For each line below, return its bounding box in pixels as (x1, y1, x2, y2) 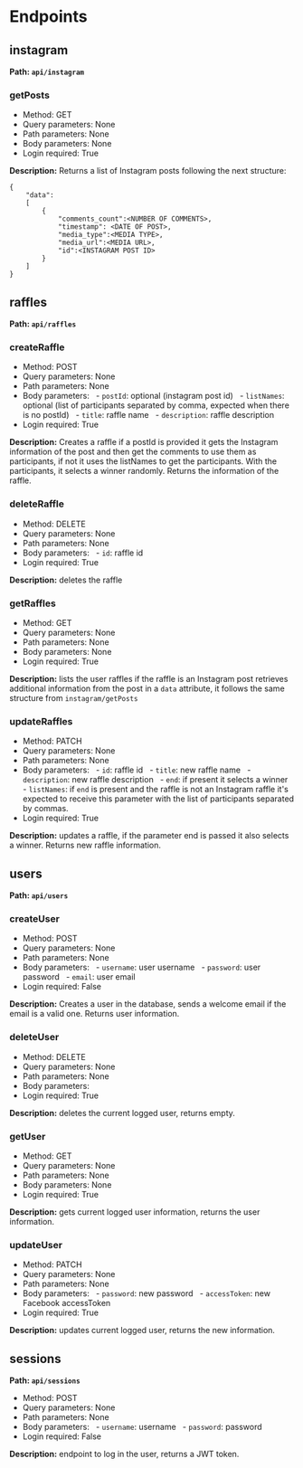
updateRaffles (9, 715, 73, 727)
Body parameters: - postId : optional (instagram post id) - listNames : (22, 391, 285, 402)
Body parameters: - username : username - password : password (22, 1422, 262, 1433)
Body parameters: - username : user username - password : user (22, 961, 261, 973)
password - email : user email (22, 971, 136, 982)
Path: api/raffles (9, 318, 77, 329)
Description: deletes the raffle (9, 574, 123, 585)
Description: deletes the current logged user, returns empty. (9, 1107, 235, 1118)
